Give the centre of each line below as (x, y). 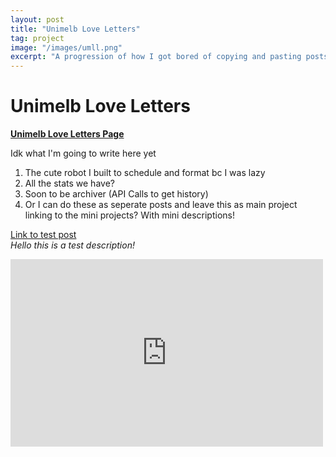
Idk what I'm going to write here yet (83, 153)
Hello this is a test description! (72, 245)
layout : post (37, 19)
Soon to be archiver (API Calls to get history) (116, 194)
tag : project (37, 38)
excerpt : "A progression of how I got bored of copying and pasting (156, 57)
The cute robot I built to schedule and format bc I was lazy (145, 173)
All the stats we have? (69, 183)
